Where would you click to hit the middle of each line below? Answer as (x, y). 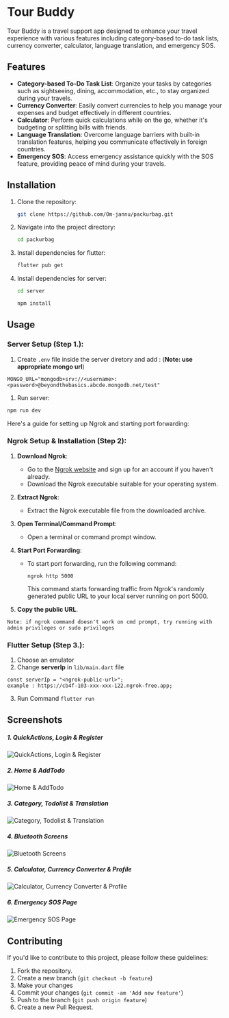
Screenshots (35, 720)
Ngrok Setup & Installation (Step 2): (67, 441)
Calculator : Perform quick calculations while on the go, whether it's (112, 120)
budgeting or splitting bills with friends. (72, 127)
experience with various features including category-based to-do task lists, (113, 38)
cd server (31, 291)
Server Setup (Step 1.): (45, 345)
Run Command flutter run (55, 699)
